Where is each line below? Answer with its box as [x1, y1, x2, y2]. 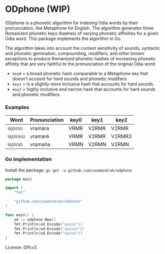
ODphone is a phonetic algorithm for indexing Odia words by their [5, 20, 138, 26]
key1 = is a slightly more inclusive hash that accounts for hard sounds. [12, 81, 155, 87]
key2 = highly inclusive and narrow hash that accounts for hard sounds [12, 86, 156, 92]
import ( [5, 185, 23, 191]
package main [5, 176, 32, 181]
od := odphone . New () [14, 217, 56, 222]
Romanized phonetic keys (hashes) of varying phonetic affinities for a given [5, 30, 159, 36]
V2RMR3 [111, 133, 132, 140]
